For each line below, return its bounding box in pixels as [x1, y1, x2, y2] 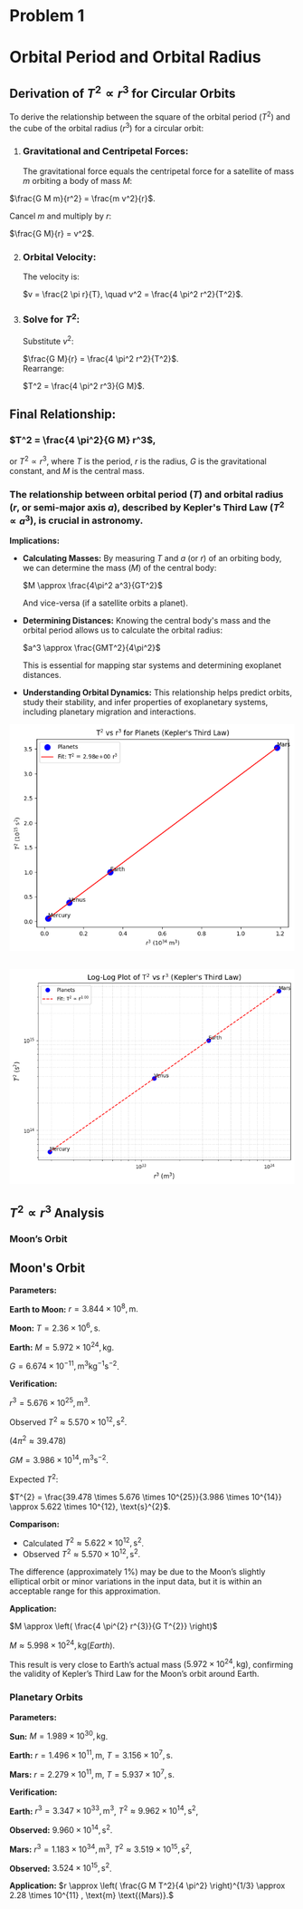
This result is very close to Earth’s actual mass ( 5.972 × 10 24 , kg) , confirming [9, 1657, 294, 1670]
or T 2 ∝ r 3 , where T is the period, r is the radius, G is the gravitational [9, 454, 267, 467]
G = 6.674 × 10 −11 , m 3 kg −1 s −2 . [9, 1359, 119, 1371]
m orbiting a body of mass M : [22, 175, 133, 186]
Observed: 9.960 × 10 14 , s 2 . [9, 1823, 113, 1836]
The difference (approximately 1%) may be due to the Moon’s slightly [9, 1565, 266, 1577]
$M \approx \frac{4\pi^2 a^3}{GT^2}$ [22, 580, 163, 591]
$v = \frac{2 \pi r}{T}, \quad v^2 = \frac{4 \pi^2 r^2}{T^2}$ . [22, 289, 244, 300]
